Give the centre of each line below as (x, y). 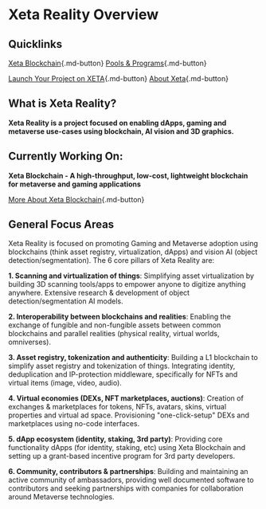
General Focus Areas (61, 225)
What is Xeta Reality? (63, 104)
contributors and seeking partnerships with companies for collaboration (126, 488)
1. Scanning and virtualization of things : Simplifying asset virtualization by (131, 276)
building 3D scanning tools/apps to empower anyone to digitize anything (127, 284)
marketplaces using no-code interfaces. (74, 424)
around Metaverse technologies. (61, 497)
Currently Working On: (66, 157)
